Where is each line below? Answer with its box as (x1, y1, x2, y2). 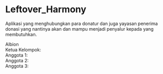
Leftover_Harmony (5, 4, 87, 15)
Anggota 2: (5, 57, 29, 63)
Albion (5, 41, 19, 47)
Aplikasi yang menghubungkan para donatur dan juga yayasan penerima (5, 20, 158, 27)
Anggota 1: (5, 52, 28, 58)
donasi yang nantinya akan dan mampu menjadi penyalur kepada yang (5, 26, 154, 32)
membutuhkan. (5, 31, 37, 37)
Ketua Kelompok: (5, 46, 41, 53)
